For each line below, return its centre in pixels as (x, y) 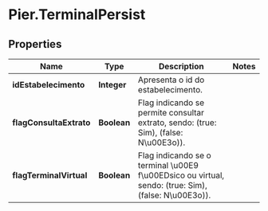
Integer (112, 85)
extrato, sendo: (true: (177, 123)
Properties (35, 44)
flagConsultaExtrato (51, 123)
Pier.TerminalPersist (77, 15)
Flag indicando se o (175, 155)
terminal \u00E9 (169, 165)
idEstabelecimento (49, 85)
